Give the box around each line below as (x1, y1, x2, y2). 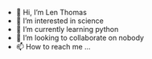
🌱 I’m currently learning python (15, 25, 119, 33)
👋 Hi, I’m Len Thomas (15, 8, 87, 17)
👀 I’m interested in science (15, 16, 105, 26)
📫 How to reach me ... (15, 42, 91, 51)
